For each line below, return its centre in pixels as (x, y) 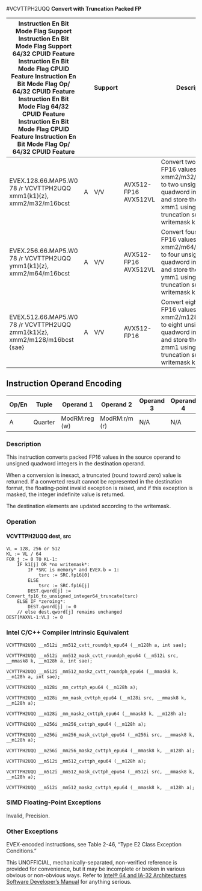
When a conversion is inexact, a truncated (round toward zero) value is (94, 475)
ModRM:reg (78, 418)
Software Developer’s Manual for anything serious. (69, 882)
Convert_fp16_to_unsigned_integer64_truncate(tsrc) (72, 596)
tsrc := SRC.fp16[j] (64, 586)
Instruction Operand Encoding (64, 384)
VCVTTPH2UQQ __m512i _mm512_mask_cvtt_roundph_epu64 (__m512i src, (93, 656)
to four (170, 254)
